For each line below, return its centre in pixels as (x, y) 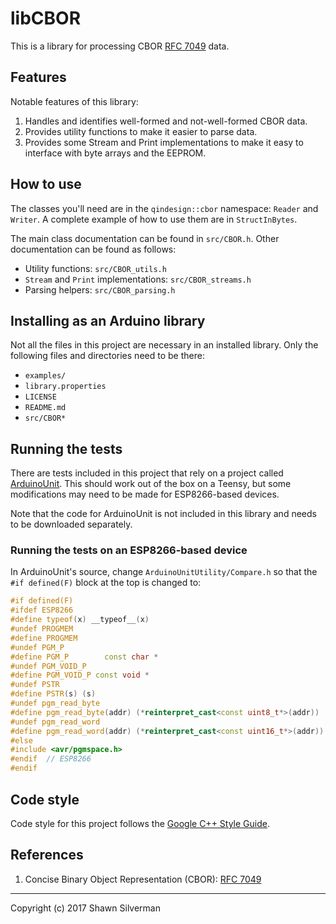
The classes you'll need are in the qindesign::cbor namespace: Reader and (164, 208)
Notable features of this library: (74, 101)
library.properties (65, 387)
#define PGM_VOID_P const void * (80, 675)
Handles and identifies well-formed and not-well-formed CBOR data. (166, 121)
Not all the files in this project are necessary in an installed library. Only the (164, 345)
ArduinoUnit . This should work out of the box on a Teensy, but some (151, 484)
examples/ (45, 376)
